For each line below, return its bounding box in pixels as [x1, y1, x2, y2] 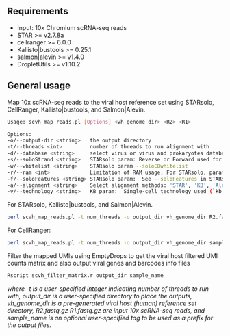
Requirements [7, 5, 68, 17]
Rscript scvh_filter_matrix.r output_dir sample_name [7, 272, 164, 279]
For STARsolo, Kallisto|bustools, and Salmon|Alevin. [7, 201, 153, 209]
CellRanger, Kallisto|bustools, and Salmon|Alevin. [7, 105, 146, 114]
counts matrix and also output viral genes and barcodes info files [7, 259, 190, 267]
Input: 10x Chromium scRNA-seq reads [16, 23, 127, 31]
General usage [7, 80, 71, 92]
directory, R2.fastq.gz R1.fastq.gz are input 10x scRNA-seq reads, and [7, 306, 205, 314]
